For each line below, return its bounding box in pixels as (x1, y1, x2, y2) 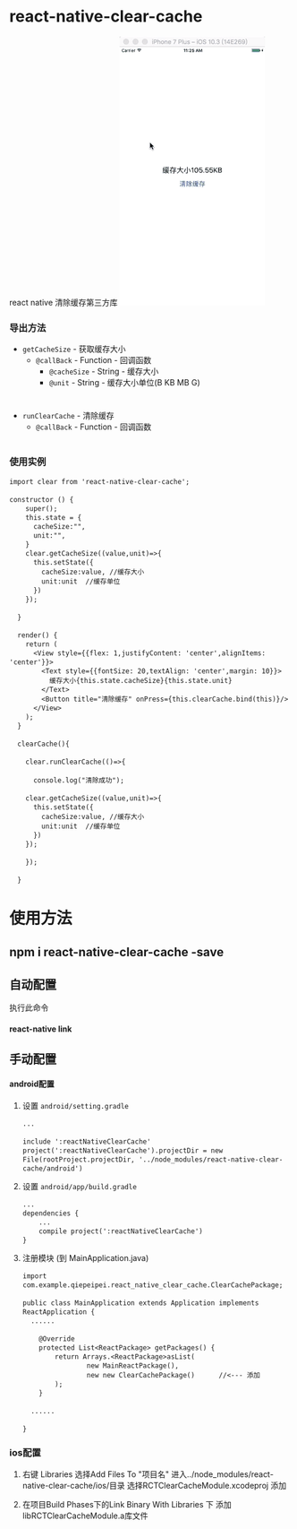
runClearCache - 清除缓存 (21, 410, 115, 421)
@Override (38, 1334, 75, 1343)
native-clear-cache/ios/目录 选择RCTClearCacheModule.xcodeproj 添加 (21, 1480, 287, 1490)
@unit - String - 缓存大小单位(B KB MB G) (48, 377, 201, 388)
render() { (17, 630, 58, 640)
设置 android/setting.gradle (21, 1100, 130, 1110)
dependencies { (21, 1208, 80, 1218)
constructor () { (9, 495, 74, 504)
